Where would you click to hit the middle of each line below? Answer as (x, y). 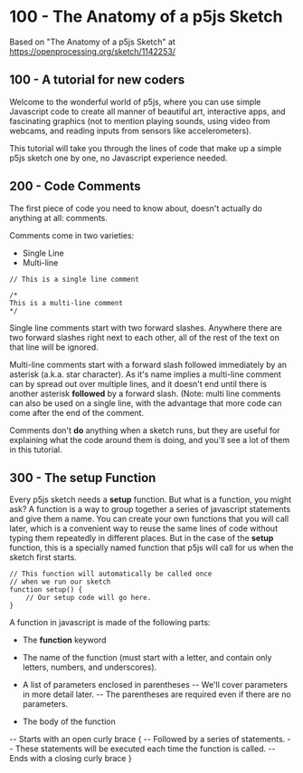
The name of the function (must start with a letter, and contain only (147, 658)
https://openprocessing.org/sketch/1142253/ (93, 51)
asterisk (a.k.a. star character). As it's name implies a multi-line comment (146, 374)
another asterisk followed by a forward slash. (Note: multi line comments (145, 393)
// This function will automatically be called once (111, 574)
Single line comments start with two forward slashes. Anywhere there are (146, 327)
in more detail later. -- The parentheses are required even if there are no (156, 694)
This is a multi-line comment (66, 303)
